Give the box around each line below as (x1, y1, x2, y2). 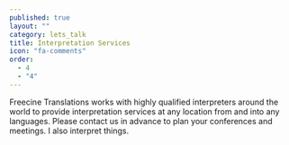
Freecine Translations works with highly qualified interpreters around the (9, 96, 279, 107)
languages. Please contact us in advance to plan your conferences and (9, 115, 273, 126)
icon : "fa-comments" (9, 47, 87, 56)
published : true (9, 13, 70, 23)
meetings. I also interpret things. (9, 125, 130, 136)
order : (9, 55, 34, 64)
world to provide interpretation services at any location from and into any (9, 105, 280, 117)
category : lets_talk (9, 30, 87, 39)
